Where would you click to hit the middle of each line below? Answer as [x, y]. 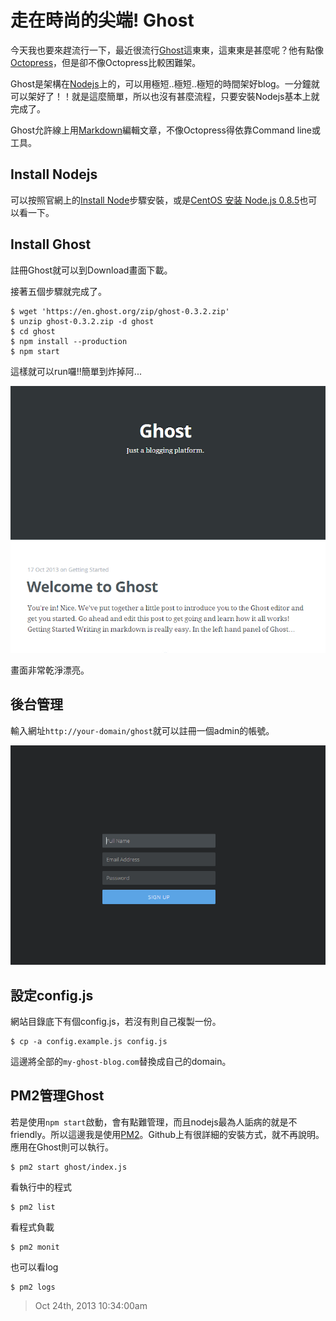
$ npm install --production [69, 341]
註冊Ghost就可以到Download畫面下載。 [91, 270]
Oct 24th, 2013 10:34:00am [91, 1305]
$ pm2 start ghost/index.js [69, 1167]
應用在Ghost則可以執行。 [62, 1147]
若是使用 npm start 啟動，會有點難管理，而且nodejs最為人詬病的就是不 [154, 1122]
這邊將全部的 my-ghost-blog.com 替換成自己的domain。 [121, 1061]
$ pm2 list [33, 1207]
